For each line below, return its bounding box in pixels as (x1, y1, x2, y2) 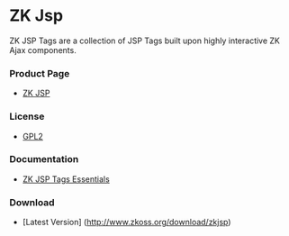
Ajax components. (9, 44, 77, 55)
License (9, 110, 45, 123)
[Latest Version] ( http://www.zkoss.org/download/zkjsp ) (22, 217, 231, 228)
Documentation (9, 153, 79, 166)
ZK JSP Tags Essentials (22, 173, 110, 185)
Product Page (9, 67, 70, 79)
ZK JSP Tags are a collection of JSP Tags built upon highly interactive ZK (9, 35, 281, 46)
